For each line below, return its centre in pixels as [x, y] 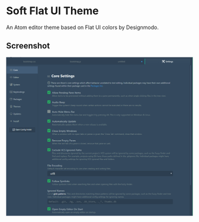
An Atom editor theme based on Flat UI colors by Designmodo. [82, 27]
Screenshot [28, 46]
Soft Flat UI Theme [52, 11]
